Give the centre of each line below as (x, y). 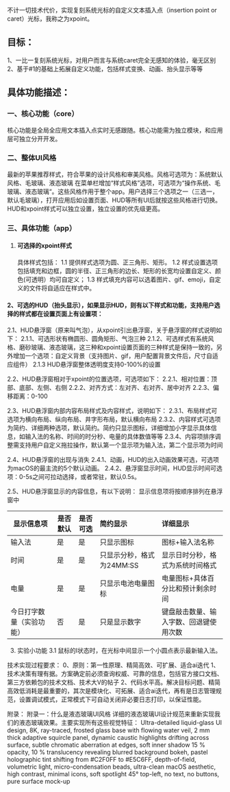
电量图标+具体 (184, 579)
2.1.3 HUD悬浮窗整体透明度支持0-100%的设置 (97, 364)
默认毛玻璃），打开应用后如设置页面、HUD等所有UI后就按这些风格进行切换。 (114, 200)
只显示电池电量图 (127, 583)
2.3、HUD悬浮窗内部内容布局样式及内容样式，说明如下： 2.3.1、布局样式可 (112, 411)
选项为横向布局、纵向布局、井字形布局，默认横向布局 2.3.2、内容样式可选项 (114, 419)
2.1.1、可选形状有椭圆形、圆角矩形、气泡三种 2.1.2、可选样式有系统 (114, 339)
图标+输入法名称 (188, 542)
